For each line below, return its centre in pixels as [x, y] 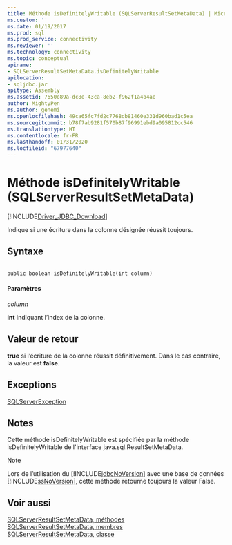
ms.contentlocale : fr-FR [43, 135]
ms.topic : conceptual [38, 59]
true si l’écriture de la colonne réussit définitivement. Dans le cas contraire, [114, 356]
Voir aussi [29, 503]
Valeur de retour [43, 339]
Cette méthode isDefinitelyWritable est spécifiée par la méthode [98, 440]
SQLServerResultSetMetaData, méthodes [66, 519]
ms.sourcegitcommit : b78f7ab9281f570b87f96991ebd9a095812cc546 [100, 123]
